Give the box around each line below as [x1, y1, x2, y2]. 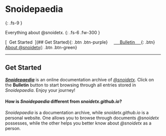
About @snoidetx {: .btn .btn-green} [5, 44, 78, 50]
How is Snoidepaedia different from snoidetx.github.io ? [5, 98, 122, 105]
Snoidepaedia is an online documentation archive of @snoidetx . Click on [5, 76, 154, 82]
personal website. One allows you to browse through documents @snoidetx [5, 115, 159, 121]
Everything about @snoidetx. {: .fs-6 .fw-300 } [5, 29, 100, 35]
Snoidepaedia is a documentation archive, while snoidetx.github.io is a [5, 109, 149, 115]
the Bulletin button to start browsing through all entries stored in [5, 82, 136, 88]
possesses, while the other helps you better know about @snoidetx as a [5, 120, 152, 126]
